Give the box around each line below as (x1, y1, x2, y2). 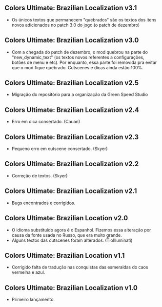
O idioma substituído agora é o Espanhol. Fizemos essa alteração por (11, 227, 151, 233)
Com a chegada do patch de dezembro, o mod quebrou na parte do (11, 49, 148, 55)
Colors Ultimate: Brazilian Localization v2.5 (4, 79, 139, 87)
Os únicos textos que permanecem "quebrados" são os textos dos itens (11, 17, 157, 22)
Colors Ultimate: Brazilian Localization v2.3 (4, 133, 139, 141)
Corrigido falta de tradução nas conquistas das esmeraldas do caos (11, 264, 148, 270)
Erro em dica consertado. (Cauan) (11, 119, 81, 125)
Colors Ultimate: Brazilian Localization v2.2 (4, 160, 139, 168)
